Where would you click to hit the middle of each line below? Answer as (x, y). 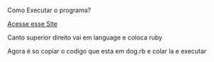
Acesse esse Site (33, 24)
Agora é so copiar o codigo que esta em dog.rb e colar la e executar (107, 51)
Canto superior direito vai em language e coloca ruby (85, 37)
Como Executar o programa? (49, 10)
